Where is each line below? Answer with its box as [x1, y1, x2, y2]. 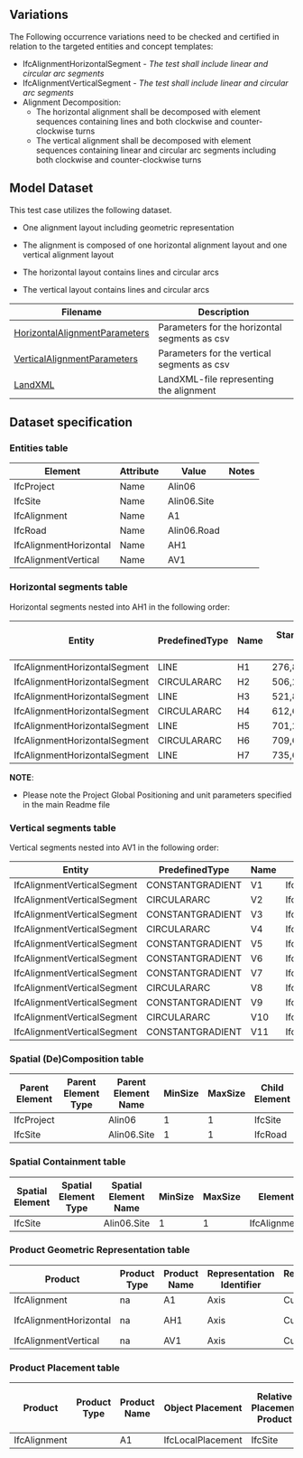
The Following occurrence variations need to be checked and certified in [9, 31, 280, 42]
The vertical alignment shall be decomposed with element [35, 135, 252, 145]
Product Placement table [9, 1361, 120, 1374]
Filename [61, 305, 102, 318]
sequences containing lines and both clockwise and [35, 116, 229, 126]
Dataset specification [9, 415, 133, 430]
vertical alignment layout [22, 248, 115, 260]
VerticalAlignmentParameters [14, 352, 138, 365]
